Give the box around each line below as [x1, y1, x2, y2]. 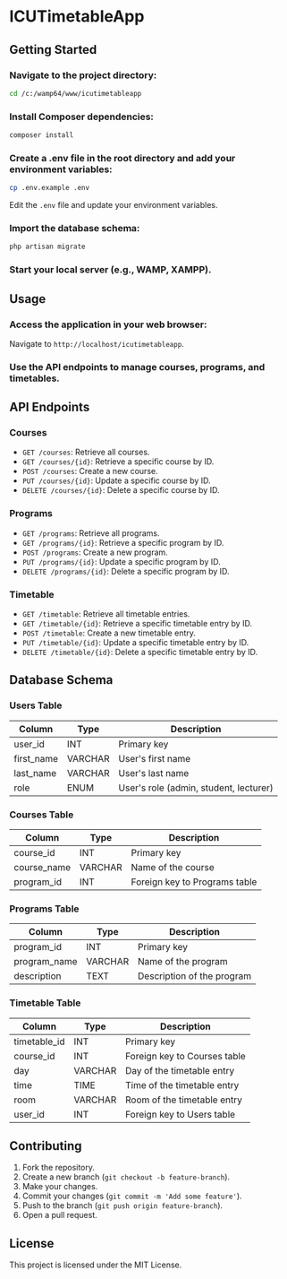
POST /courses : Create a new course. [21, 466, 158, 477]
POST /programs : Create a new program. [21, 547, 168, 557]
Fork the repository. [21, 1162, 96, 1173]
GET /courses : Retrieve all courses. [21, 446, 150, 458]
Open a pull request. [21, 1210, 98, 1221]
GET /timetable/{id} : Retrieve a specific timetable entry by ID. [21, 618, 253, 629]
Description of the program [137, 970, 252, 982]
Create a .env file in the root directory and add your [9, 151, 236, 164]
